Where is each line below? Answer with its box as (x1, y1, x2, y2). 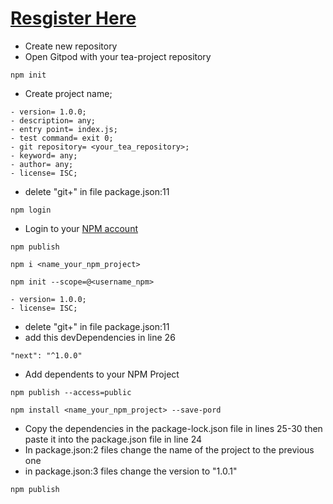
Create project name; (24, 87, 113, 99)
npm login (10, 205, 52, 215)
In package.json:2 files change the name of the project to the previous (24, 443, 315, 456)
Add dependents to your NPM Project (24, 368, 180, 380)
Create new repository (24, 40, 118, 52)
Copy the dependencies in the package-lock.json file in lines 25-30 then (24, 422, 323, 434)
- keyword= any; (10, 150, 78, 161)
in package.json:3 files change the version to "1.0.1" (24, 465, 238, 477)
